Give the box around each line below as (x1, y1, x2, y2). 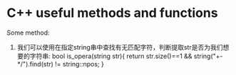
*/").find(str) (16, 59, 54, 68)
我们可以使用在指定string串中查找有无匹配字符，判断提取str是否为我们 (16, 42, 223, 51)
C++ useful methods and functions (6, 5, 218, 21)
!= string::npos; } (55, 59, 104, 68)
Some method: (6, 28, 51, 37)
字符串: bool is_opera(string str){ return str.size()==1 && (29, 52, 193, 60)
